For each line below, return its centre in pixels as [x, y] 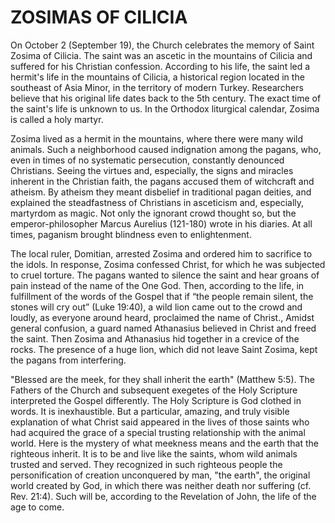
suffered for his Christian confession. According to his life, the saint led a [160, 66]
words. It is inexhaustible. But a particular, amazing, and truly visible [150, 411]
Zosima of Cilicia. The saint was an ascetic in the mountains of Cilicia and [161, 55]
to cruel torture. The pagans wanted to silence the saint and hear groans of [165, 275]
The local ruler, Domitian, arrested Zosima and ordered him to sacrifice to [161, 253]
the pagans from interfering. [68, 360]
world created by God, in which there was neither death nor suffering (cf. [161, 485]
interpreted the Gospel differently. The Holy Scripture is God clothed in [156, 400]
